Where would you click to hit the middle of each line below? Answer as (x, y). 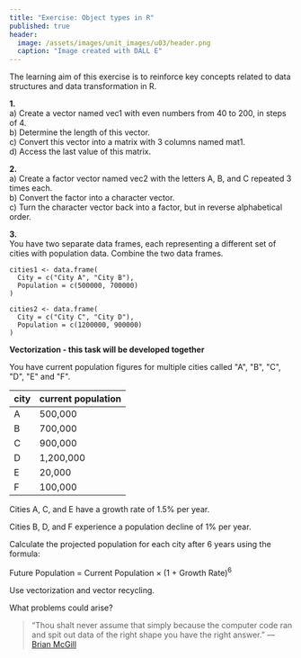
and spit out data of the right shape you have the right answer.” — (153, 635)
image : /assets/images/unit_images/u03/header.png (114, 43)
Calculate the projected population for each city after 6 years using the (140, 545)
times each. (31, 188)
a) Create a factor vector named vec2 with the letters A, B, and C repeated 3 (150, 179)
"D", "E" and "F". (40, 377)
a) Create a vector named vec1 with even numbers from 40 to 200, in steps (148, 113)
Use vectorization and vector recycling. (82, 590)
